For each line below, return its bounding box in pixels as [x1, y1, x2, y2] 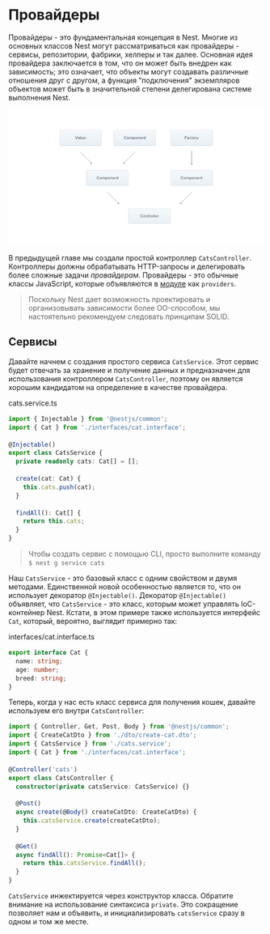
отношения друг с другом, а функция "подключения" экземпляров [8, 75, 240, 85]
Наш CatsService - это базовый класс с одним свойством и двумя [8, 573, 238, 584]
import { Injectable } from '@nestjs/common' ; [8, 414, 168, 422]
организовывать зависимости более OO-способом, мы [27, 304, 221, 313]
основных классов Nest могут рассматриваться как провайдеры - [8, 40, 240, 50]
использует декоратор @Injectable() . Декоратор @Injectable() [8, 591, 226, 601]
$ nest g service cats [27, 559, 105, 567]
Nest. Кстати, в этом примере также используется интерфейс [46, 608, 261, 618]
